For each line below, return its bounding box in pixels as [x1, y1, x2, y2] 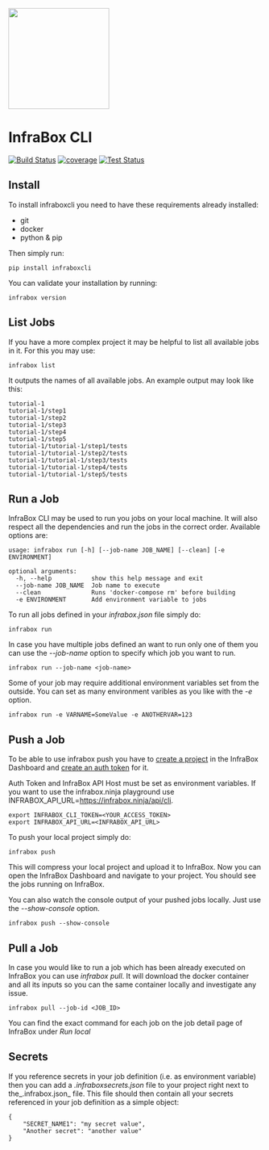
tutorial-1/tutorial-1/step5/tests [8, 470, 128, 478]
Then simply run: [8, 248, 64, 258]
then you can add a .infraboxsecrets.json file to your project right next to [8, 1080, 250, 1089]
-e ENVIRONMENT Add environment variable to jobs [15, 596, 207, 604]
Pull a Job [8, 941, 59, 955]
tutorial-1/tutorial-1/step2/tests [8, 449, 128, 457]
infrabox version [8, 293, 67, 302]
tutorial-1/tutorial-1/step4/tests [8, 463, 128, 472]
